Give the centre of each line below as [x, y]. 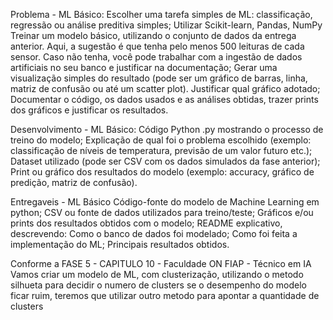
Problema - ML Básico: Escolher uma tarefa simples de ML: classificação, [161, 14]
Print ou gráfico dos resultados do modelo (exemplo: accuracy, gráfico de [162, 172]
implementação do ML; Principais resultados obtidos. [120, 244]
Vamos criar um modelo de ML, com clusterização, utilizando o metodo [157, 274]
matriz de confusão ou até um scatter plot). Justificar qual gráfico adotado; [165, 88]
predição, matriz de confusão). [74, 182]
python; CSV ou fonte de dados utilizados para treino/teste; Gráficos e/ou [162, 212]
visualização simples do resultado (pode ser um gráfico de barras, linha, [159, 78]
